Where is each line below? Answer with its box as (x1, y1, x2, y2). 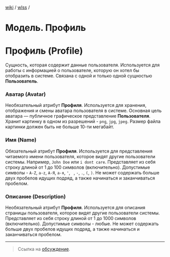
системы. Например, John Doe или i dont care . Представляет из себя (5, 159, 156, 165)
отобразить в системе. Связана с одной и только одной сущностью (5, 73, 153, 79)
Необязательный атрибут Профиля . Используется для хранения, (5, 102, 147, 108)
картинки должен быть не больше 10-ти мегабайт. (5, 124, 114, 130)
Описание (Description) (5, 193, 66, 200)
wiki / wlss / (5, 5, 30, 10)
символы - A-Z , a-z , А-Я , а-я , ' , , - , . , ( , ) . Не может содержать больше (5, 169, 160, 175)
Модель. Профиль (5, 22, 86, 33)
